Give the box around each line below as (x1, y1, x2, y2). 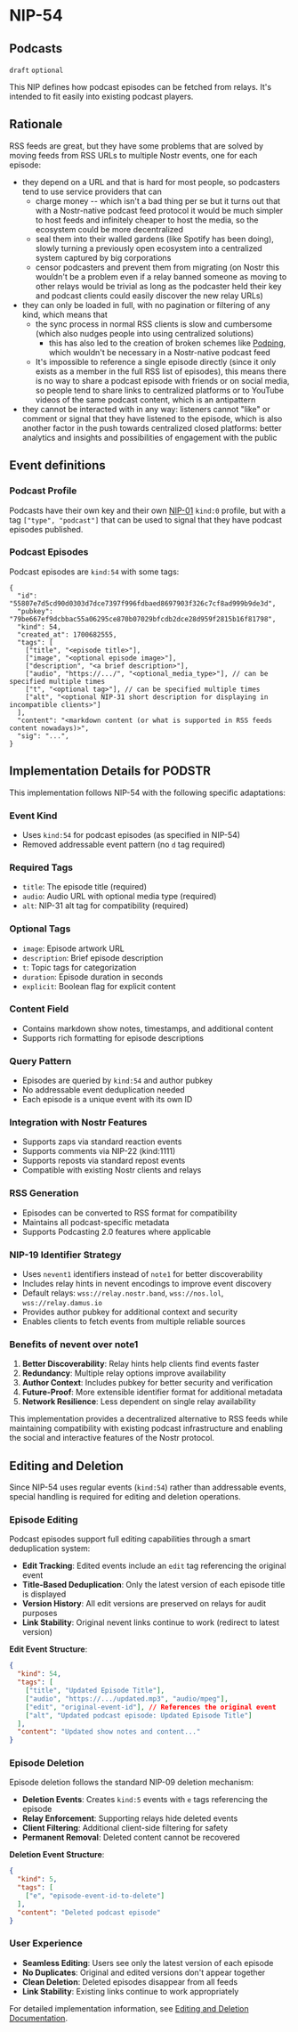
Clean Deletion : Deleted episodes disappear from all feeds (21, 1976, 238, 1987)
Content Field (9, 1003, 69, 1015)
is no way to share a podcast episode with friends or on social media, (35, 375, 290, 386)
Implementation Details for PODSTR (9, 763, 211, 779)
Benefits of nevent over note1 (9, 1337, 139, 1350)
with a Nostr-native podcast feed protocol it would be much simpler (35, 205, 284, 215)
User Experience (9, 1938, 83, 1950)
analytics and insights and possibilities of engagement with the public (21, 432, 278, 443)
